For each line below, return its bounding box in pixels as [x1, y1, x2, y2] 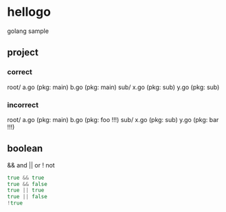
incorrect [7, 100, 39, 110]
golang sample [7, 27, 49, 35]
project [7, 47, 39, 58]
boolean [7, 143, 43, 154]
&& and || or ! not [7, 161, 55, 169]
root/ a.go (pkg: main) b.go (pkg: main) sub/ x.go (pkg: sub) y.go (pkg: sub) [7, 83, 220, 91]
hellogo [7, 4, 52, 20]
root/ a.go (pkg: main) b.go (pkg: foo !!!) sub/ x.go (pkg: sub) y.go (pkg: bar [7, 115, 219, 123]
